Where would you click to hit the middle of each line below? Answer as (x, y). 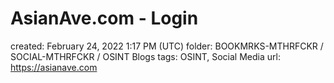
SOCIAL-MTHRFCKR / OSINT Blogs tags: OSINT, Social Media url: (145, 56)
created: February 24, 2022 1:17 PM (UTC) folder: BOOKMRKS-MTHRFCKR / (167, 46)
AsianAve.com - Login (104, 18)
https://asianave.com (54, 67)
